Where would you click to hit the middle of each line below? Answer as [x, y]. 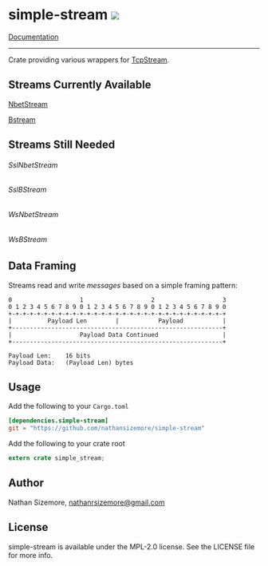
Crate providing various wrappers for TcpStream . [89, 59]
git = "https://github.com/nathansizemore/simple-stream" [106, 429]
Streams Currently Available [80, 85]
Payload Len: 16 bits [49, 356]
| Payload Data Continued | [117, 334]
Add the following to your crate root [67, 444]
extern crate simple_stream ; [57, 458]
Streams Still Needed [62, 145]
